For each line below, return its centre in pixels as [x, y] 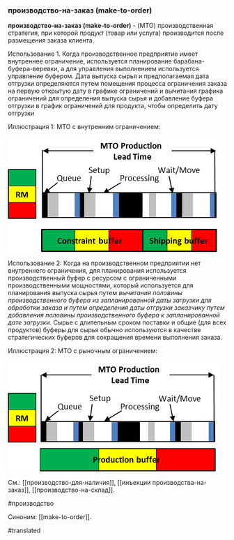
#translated [24, 531]
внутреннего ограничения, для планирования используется [97, 271]
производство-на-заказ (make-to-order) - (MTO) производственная [111, 26]
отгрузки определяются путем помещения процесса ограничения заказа [118, 84]
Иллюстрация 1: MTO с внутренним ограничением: [84, 127]
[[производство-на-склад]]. [73, 490]
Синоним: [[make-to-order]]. [50, 517]
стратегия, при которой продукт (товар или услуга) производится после [116, 33]
